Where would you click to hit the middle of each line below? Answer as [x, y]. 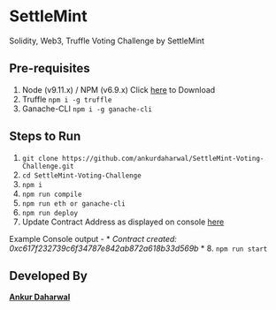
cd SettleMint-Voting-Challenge [81, 175]
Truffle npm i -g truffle [67, 99]
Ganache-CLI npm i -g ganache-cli [87, 109]
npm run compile [52, 194]
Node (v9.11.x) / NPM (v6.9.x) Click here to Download [119, 89]
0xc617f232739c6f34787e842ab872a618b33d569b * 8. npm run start [138, 248]
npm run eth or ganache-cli [73, 204]
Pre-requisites [50, 68]
